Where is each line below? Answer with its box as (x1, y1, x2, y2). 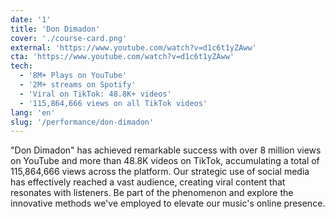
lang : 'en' (10, 107, 56, 118)
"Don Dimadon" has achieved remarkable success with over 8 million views (10, 144, 322, 156)
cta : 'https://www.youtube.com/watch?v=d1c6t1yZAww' (10, 52, 235, 62)
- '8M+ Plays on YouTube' (19, 71, 128, 81)
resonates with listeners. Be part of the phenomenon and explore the (10, 187, 294, 199)
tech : (10, 61, 33, 71)
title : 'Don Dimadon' (10, 24, 101, 34)
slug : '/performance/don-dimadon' (10, 117, 155, 127)
